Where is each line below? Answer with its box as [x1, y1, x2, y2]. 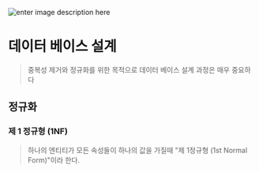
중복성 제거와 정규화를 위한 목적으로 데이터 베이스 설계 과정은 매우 [27, 65, 231, 74]
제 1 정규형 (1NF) [8, 126, 69, 137]
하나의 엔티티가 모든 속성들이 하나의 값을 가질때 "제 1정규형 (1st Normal [27, 145, 248, 155]
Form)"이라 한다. [27, 155, 81, 165]
